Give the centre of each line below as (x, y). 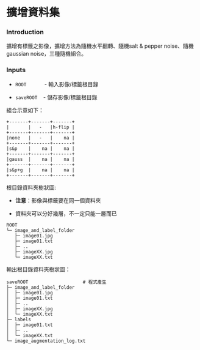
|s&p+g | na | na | (41, 170)
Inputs (16, 70)
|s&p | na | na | (41, 148)
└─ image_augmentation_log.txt (46, 341)
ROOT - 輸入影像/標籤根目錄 (57, 84)
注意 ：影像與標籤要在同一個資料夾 (58, 200)
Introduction (25, 32)
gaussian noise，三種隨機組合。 (47, 54)
